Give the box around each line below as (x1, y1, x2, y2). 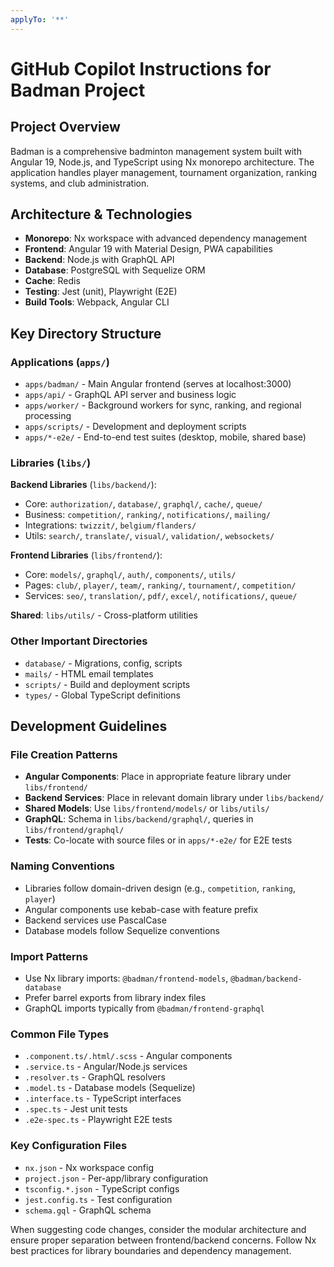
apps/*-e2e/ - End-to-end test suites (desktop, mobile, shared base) (24, 431, 307, 443)
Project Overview (10, 119, 121, 136)
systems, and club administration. (10, 177, 150, 189)
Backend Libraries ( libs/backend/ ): (10, 479, 157, 491)
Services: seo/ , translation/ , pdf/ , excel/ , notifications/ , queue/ (24, 590, 298, 602)
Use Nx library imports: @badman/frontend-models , (24, 972, 229, 984)
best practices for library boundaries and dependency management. (10, 1244, 292, 1256)
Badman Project (10, 79, 146, 101)
